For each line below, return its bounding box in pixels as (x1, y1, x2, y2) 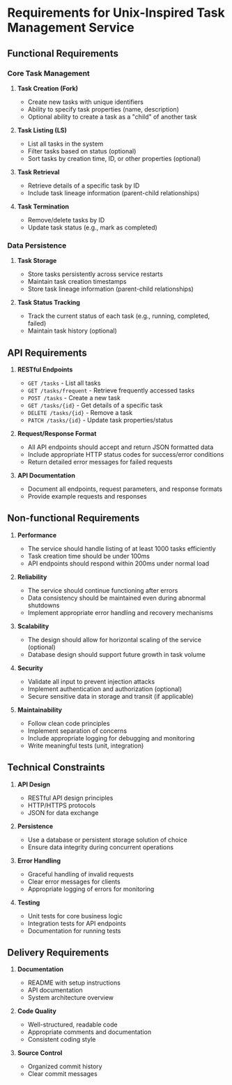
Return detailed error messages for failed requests (27, 457, 173, 466)
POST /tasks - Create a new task (27, 393, 121, 402)
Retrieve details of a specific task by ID (27, 181, 140, 190)
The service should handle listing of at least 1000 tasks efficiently (27, 544, 216, 552)
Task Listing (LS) (17, 126, 68, 134)
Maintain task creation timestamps (27, 278, 127, 286)
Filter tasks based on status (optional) (27, 146, 137, 155)
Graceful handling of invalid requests (27, 870, 134, 878)
